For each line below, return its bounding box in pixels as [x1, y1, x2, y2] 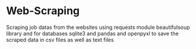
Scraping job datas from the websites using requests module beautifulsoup [6, 24, 190, 31]
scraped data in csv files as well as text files [6, 36, 114, 43]
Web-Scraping [6, 4, 80, 18]
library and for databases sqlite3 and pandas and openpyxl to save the [6, 30, 179, 37]
